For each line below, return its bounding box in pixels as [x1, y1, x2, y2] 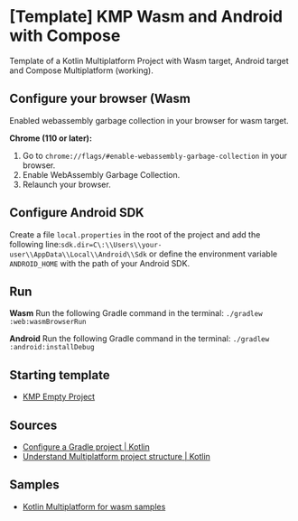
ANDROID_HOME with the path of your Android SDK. [9, 257, 191, 268]
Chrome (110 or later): [9, 133, 93, 144]
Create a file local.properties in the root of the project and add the [9, 228, 261, 240]
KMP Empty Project [22, 391, 96, 403]
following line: [9, 238, 61, 249]
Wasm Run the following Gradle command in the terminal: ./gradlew [9, 308, 264, 319]
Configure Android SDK [9, 205, 144, 220]
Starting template [9, 367, 110, 383]
